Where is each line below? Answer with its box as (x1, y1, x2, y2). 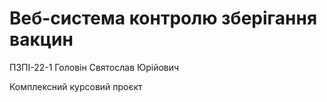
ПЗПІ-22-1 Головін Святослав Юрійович (9, 61, 180, 73)
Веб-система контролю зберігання (9, 7, 318, 30)
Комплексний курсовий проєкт (9, 80, 143, 92)
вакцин (9, 28, 74, 51)
